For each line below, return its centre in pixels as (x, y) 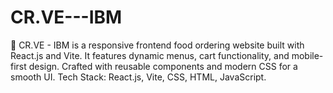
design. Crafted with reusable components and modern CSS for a (163, 66)
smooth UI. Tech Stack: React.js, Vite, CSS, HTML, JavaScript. (138, 77)
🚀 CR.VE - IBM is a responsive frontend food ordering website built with (157, 45)
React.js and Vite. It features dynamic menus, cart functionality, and (150, 55)
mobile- (307, 55)
